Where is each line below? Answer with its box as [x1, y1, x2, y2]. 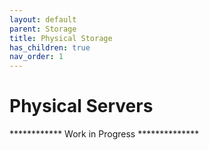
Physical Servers [9, 95, 154, 118]
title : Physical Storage [9, 33, 113, 43]
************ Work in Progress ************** [9, 128, 200, 140]
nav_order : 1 [9, 52, 64, 62]
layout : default [9, 14, 77, 25]
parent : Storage [9, 24, 77, 34]
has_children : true [9, 42, 91, 53]
